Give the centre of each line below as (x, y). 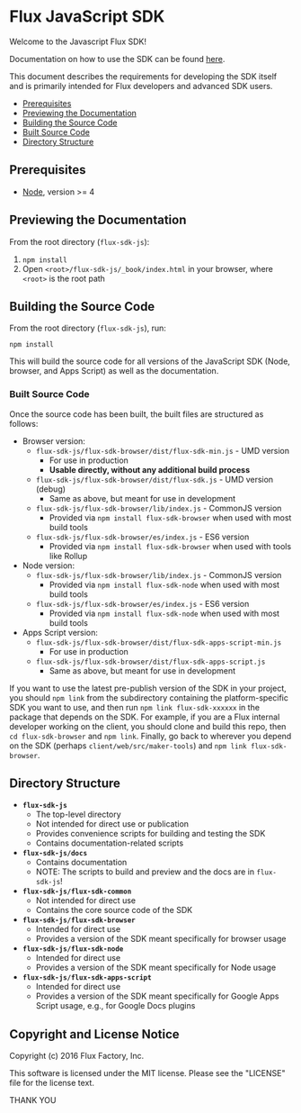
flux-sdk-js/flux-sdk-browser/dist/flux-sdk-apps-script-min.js (159, 642)
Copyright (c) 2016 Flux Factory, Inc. (77, 1056)
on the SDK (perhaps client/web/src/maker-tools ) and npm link (128, 746)
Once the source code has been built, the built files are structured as (137, 414)
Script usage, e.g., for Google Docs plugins (115, 1006)
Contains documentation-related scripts (110, 843)
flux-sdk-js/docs (55, 854)
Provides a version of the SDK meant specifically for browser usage (161, 939)
